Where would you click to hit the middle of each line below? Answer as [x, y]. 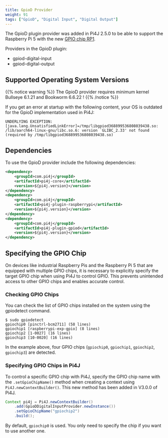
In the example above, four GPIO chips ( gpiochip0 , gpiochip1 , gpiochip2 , [80, 347]
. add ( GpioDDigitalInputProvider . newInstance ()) [65, 407]
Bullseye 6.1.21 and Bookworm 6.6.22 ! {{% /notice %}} [62, 97]
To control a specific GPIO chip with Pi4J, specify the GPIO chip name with [83, 376]
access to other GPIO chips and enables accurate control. [65, 281]
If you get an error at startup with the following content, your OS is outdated [84, 107]
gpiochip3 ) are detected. [31, 352]
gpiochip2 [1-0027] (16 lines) [38, 334]
